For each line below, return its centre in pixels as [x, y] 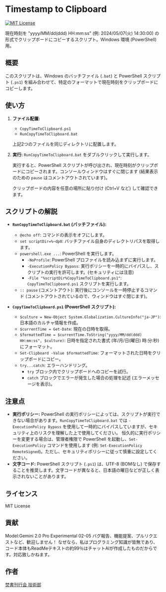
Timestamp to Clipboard [56, 9]
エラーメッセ [146, 378]
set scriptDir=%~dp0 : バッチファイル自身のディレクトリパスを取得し [90, 241]
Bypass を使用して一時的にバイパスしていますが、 [98, 427]
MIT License [18, 506]
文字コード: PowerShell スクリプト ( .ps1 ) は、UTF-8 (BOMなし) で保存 [84, 464]
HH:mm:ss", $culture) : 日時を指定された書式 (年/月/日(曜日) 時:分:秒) [89, 341]
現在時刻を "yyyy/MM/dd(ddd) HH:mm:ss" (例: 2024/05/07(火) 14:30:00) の [82, 33]
